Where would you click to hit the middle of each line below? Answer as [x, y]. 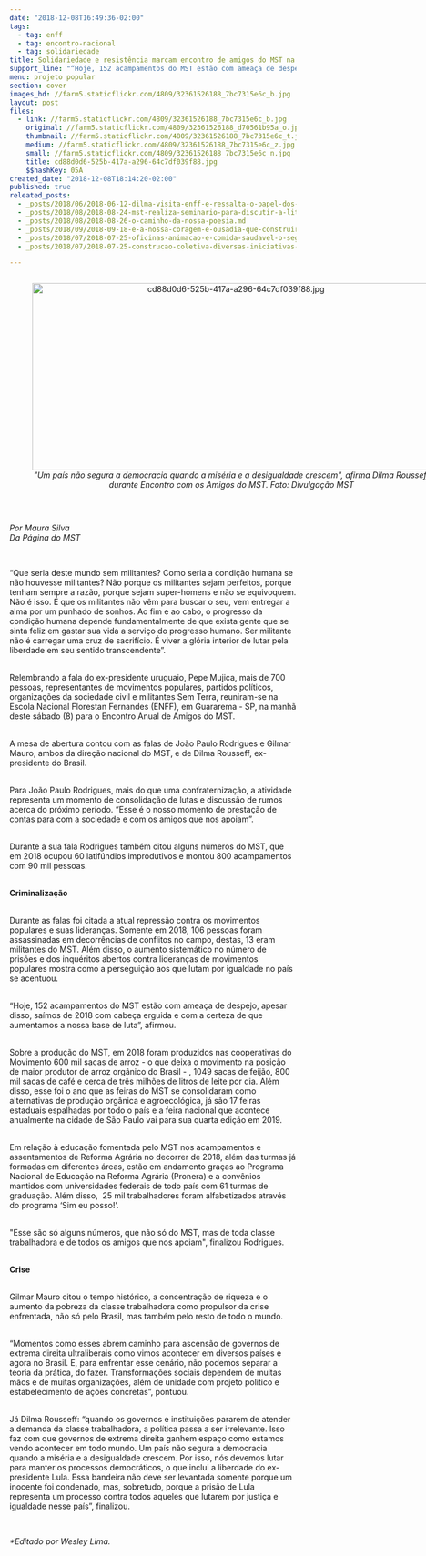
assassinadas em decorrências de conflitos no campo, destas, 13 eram [142, 940]
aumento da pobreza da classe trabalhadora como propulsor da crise [139, 1307]
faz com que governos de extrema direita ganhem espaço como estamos [147, 1439]
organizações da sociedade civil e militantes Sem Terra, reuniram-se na [144, 697]
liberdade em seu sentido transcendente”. [88, 651]
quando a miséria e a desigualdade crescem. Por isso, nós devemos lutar [147, 1458]
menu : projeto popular [52, 77]
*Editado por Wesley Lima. [60, 1541]
